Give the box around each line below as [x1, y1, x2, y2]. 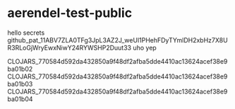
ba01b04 [7, 94, 33, 103]
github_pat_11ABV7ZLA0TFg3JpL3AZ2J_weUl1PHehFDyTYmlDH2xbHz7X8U [7, 35, 228, 44]
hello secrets [7, 28, 45, 37]
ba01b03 [7, 79, 33, 88]
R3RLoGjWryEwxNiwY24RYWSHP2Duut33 [7, 43, 132, 52]
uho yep [133, 43, 157, 52]
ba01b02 [7, 64, 33, 73]
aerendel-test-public [7, 5, 133, 21]
